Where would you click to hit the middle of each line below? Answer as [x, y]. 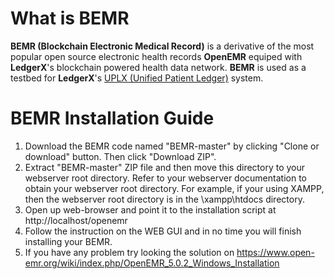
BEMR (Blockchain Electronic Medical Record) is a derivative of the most [162, 46]
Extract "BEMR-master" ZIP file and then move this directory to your [165, 167]
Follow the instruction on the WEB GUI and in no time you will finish [163, 231]
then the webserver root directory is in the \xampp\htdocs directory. [164, 199]
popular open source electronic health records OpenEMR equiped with [156, 56]
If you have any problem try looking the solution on [129, 252]
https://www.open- [275, 252]
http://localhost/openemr [76, 220]
